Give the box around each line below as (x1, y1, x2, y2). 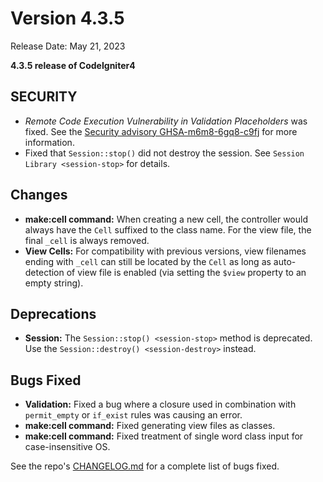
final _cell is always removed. (24, 234, 150, 246)
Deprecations (10, 305, 97, 322)
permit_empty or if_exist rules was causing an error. (24, 409, 243, 421)
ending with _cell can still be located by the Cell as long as (24, 255, 272, 267)
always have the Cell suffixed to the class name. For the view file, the (24, 223, 312, 236)
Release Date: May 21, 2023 (10, 40, 126, 52)
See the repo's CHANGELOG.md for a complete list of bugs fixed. (10, 460, 280, 472)
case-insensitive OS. (24, 441, 111, 453)
